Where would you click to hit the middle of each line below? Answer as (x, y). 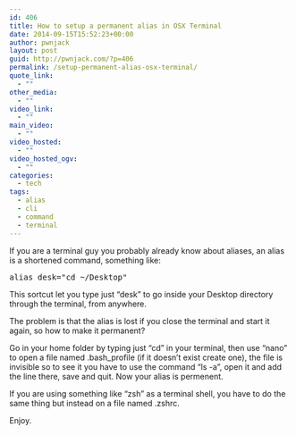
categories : (31, 175)
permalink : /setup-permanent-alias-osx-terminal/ (104, 68)
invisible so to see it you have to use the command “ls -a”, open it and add (146, 366)
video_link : (31, 109)
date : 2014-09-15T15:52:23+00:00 (72, 34)
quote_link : (31, 76)
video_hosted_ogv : (43, 159)
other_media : (34, 92)
